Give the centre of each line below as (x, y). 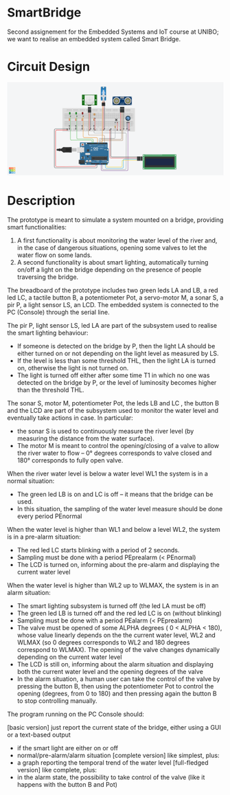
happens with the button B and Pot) (67, 784)
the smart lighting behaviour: (48, 333)
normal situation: (31, 481)
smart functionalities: (37, 227)
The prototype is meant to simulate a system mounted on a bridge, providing (115, 220)
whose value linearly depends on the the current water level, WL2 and (116, 635)
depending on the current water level (69, 657)
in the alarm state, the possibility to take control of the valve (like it (111, 777)
